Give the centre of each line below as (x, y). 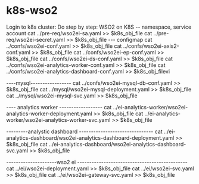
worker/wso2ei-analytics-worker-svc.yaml (58, 119)
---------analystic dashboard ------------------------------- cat (84, 131)
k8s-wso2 (32, 10)
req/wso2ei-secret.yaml (36, 39)
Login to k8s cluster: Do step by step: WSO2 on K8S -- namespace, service (99, 27)
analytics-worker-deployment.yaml (49, 114)
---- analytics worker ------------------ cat (59, 107)
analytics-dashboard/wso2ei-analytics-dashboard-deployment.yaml (90, 137)
